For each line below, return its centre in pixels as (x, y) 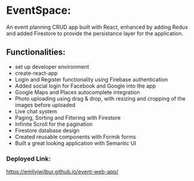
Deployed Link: (28, 158)
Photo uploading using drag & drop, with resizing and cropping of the (100, 98)
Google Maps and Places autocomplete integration (77, 92)
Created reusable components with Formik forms (75, 137)
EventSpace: (39, 10)
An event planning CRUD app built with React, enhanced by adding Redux (97, 27)
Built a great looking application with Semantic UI (75, 143)
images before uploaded (45, 105)
